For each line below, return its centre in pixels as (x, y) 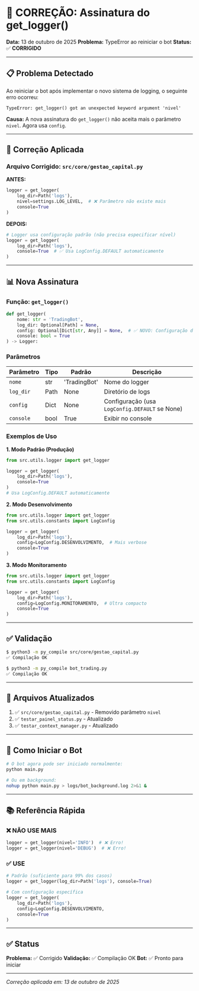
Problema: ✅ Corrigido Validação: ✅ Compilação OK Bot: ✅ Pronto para (95, 958)
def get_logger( (26, 314)
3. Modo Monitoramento (36, 565)
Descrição (147, 372)
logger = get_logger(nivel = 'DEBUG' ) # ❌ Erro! (66, 848)
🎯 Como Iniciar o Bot (44, 750)
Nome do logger (126, 382)
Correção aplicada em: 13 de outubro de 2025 (63, 982)
